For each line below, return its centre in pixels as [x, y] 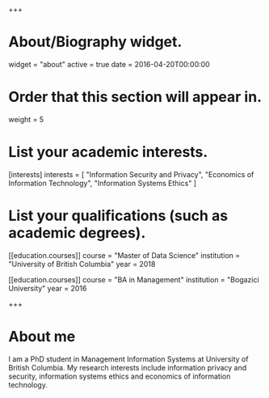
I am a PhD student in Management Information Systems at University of [128, 359]
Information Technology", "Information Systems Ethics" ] [102, 183]
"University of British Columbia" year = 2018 [82, 264]
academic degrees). [77, 233]
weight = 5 [26, 119]
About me [42, 336]
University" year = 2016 [48, 288]
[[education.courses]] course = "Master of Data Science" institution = [124, 255]
